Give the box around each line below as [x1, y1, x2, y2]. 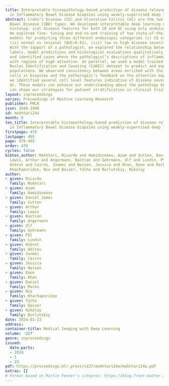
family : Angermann [10, 218, 49, 224]
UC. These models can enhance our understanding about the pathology [10, 82, 158, 87]
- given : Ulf [5, 223, 33, 229]
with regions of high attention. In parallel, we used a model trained [10, 59, 163, 64]
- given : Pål [5, 233, 33, 238]
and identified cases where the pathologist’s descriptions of [10, 54, 145, 60]
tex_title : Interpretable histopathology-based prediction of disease [5, 120, 156, 125]
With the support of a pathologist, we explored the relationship [10, 45, 152, 50]
